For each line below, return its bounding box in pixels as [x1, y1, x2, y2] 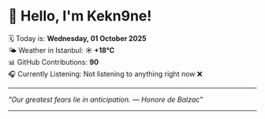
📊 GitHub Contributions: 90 [8, 57, 99, 66]
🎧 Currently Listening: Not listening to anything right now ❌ [8, 69, 203, 78]
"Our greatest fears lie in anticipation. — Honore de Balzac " [8, 95, 203, 104]
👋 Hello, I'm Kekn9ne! [8, 7, 152, 25]
